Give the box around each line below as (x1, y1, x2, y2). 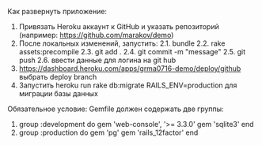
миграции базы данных (18, 89, 98, 98)
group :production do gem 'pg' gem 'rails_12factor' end (18, 128, 199, 137)
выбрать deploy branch (18, 72, 97, 81)
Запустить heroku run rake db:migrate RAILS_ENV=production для (18, 80, 237, 90)
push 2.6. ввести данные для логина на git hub (18, 55, 176, 65)
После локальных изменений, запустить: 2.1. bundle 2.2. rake (18, 39, 226, 48)
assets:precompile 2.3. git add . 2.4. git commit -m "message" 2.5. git (18, 47, 246, 56)
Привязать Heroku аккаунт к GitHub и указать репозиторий (18, 22, 219, 31)
